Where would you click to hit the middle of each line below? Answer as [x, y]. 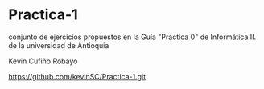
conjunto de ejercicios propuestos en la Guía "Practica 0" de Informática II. [132, 37]
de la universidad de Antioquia [59, 45]
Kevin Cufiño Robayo [43, 61]
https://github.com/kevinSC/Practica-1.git [77, 76]
